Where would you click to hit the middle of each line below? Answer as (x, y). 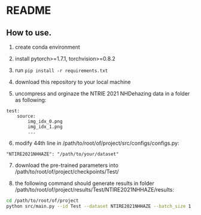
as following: (31, 100)
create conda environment (48, 47)
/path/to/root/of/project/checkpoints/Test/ (67, 171)
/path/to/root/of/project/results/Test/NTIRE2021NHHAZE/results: (95, 189)
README (29, 11)
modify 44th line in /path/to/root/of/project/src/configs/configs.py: (97, 143)
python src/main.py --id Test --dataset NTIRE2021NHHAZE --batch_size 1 (99, 206)
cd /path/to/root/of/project (42, 201)
